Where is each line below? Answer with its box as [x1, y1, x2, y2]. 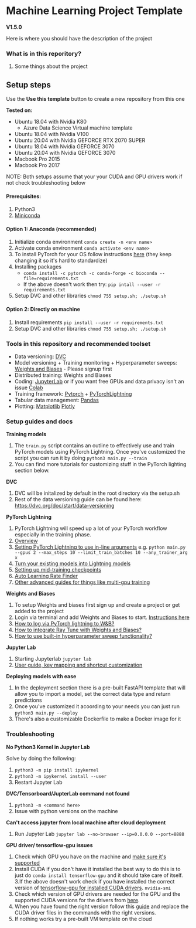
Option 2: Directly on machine [6, 306, 80, 313]
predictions [14, 696, 42, 704]
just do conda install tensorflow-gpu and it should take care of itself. [14, 872, 183, 879]
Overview [14, 538, 38, 545]
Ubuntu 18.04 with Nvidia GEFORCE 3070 [14, 143, 115, 150]
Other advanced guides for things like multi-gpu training [14, 579, 150, 586]
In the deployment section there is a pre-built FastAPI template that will [14, 684, 186, 691]
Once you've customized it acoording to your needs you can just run [14, 703, 180, 710]
